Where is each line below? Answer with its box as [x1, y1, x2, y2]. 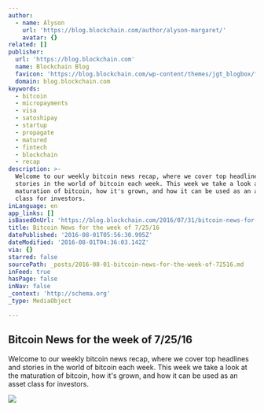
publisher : [8, 48, 44, 56]
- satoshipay [15, 114, 58, 122]
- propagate [15, 128, 55, 136]
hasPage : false [8, 275, 58, 283]
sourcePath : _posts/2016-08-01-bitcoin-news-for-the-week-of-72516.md [8, 261, 244, 268]
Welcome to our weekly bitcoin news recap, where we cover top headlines [8, 354, 250, 363]
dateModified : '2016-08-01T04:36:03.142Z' [8, 239, 149, 246]
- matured [15, 135, 47, 144]
